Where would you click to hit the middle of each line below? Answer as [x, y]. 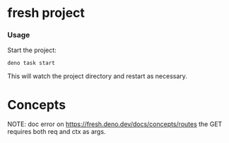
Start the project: [32, 50]
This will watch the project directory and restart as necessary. [97, 76]
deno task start [31, 63]
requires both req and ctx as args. [57, 132]
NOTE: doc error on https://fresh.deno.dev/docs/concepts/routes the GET [115, 124]
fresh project [46, 13]
